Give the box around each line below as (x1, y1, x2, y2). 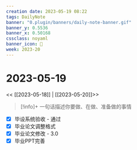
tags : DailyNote (6, 14, 45, 20)
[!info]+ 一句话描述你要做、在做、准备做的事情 (20, 103, 132, 110)
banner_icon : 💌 (6, 41, 43, 47)
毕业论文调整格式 (14, 123, 56, 130)
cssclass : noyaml (6, 36, 48, 41)
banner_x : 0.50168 (6, 30, 51, 36)
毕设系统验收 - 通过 (14, 115, 61, 123)
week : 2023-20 (6, 47, 41, 53)
